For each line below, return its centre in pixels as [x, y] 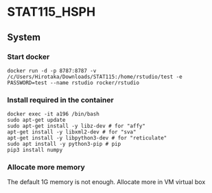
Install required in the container [61, 100]
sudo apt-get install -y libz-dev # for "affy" [76, 126]
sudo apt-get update [37, 120]
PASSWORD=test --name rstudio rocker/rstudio [73, 83]
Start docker [28, 57]
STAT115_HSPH [51, 12]
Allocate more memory [46, 167]
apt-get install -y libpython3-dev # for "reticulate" [87, 138]
